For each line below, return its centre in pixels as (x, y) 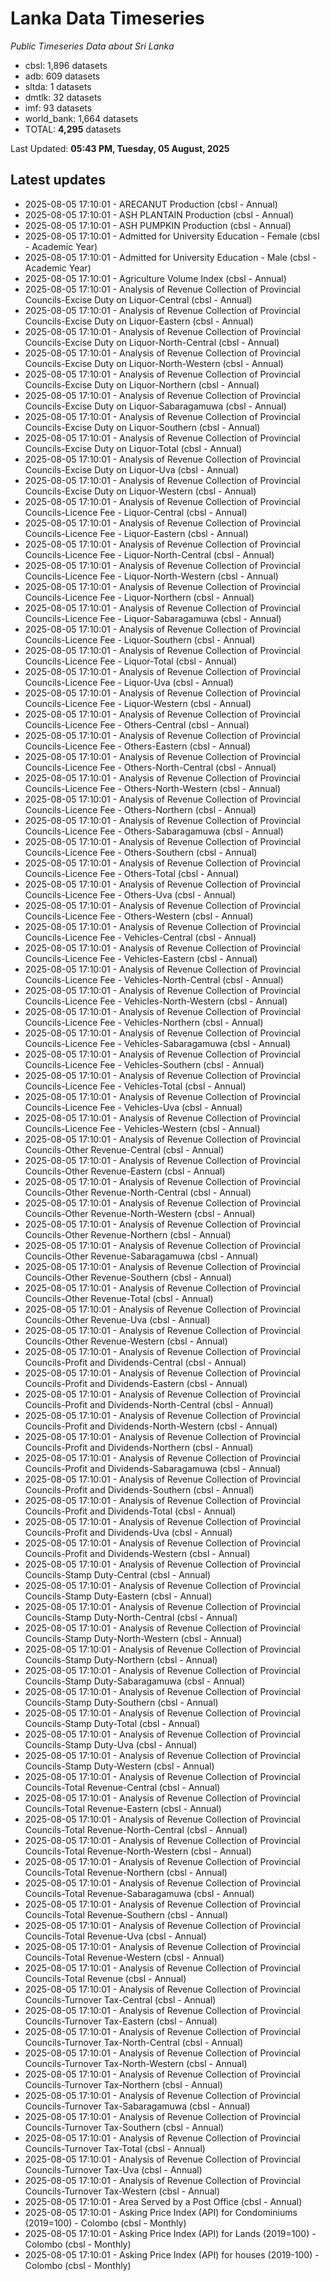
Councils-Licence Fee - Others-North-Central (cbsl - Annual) (150, 767)
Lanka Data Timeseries (107, 18)
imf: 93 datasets (58, 108)
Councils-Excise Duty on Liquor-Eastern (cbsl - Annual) (139, 321)
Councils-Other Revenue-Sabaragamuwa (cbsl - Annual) (141, 1256)
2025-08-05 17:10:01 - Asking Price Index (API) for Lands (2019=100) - (170, 2233)
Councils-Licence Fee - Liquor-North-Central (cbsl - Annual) (149, 554)
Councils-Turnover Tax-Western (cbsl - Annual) (122, 2191)
